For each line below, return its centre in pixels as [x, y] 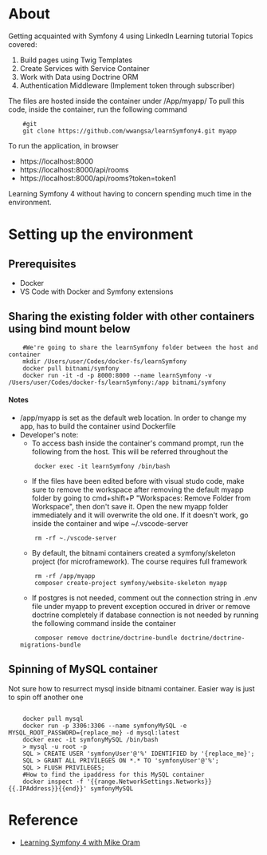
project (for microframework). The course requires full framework [139, 561]
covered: [23, 44]
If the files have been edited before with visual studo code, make [138, 481]
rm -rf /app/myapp [65, 576]
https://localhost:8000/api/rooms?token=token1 [98, 178]
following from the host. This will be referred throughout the [130, 451]
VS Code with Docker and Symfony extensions [96, 291]
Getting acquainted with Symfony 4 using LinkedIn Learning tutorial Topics [131, 36]
